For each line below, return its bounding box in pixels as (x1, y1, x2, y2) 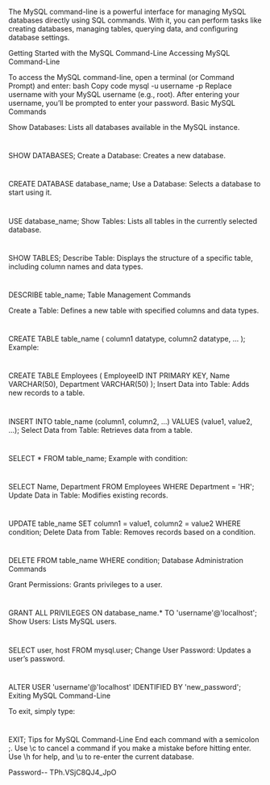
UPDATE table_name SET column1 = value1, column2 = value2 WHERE (8, 518, 242, 528)
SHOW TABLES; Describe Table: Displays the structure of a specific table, (8, 253, 254, 262)
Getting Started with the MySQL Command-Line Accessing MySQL (8, 48, 231, 57)
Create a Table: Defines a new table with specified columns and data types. (8, 305, 260, 315)
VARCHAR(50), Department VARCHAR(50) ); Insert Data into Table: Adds (8, 380, 250, 389)
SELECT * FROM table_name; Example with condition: (8, 453, 188, 463)
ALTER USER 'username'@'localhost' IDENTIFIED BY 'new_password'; (8, 682, 242, 691)
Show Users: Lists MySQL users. (8, 617, 117, 627)
